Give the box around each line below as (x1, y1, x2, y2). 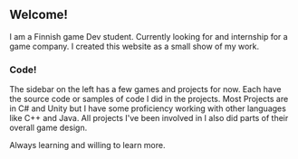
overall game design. (9, 122, 88, 134)
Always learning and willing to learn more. (9, 140, 166, 151)
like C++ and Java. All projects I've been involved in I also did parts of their (9, 113, 289, 124)
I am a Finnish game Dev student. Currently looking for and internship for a (9, 31, 288, 42)
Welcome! (9, 7, 68, 23)
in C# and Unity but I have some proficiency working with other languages (9, 103, 287, 114)
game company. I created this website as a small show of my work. (9, 41, 260, 51)
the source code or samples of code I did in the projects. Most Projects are (9, 94, 289, 105)
